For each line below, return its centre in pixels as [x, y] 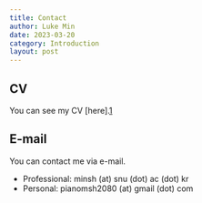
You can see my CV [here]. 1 [61, 110]
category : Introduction [55, 43]
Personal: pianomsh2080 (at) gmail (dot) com [108, 188]
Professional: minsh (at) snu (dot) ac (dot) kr [106, 178]
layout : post [34, 52]
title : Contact [38, 18]
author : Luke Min [42, 26]
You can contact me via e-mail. [67, 161]
